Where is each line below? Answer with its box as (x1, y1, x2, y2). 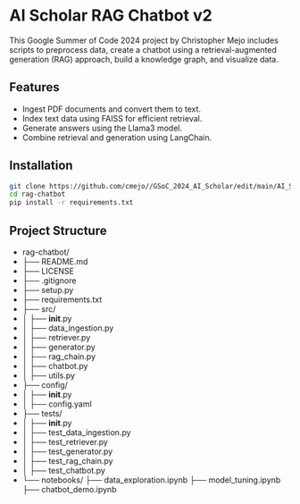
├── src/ (21, 304, 56, 314)
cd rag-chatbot (9, 189, 66, 199)
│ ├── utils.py (21, 370, 76, 381)
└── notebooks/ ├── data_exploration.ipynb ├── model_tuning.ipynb (21, 475, 281, 485)
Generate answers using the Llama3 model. (21, 122, 183, 133)
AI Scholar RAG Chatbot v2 (9, 5, 212, 26)
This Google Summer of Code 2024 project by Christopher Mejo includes (9, 35, 279, 46)
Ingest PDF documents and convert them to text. (21, 104, 202, 114)
